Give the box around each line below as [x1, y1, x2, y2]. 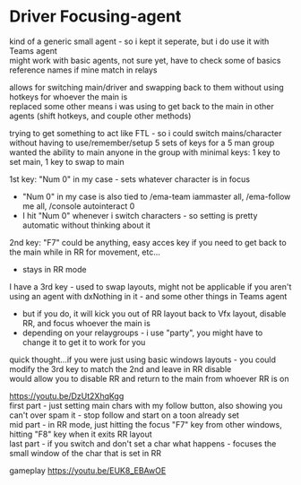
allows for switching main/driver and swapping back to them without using [9, 82, 284, 92]
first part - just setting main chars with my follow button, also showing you [9, 400, 283, 411]
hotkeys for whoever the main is [9, 91, 128, 102]
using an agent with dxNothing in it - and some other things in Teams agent [9, 290, 288, 301]
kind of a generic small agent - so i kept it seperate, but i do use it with [9, 36, 270, 47]
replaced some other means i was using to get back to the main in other [9, 100, 275, 111]
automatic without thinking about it [21, 220, 150, 230]
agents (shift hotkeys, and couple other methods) [9, 110, 192, 121]
